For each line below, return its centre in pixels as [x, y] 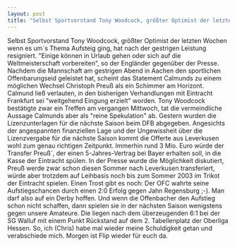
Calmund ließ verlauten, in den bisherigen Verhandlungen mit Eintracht [110, 93]
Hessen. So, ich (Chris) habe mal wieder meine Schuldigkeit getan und [110, 228]
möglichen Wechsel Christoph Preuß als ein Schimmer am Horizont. [106, 85]
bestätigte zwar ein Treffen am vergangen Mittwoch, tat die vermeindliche [115, 108]
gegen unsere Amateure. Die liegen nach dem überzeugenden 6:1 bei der [114, 213]
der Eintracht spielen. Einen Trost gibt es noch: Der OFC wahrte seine [108, 183]
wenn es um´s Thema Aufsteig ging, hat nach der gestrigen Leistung [107, 48]
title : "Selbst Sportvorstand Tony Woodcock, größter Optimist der [109, 20]
